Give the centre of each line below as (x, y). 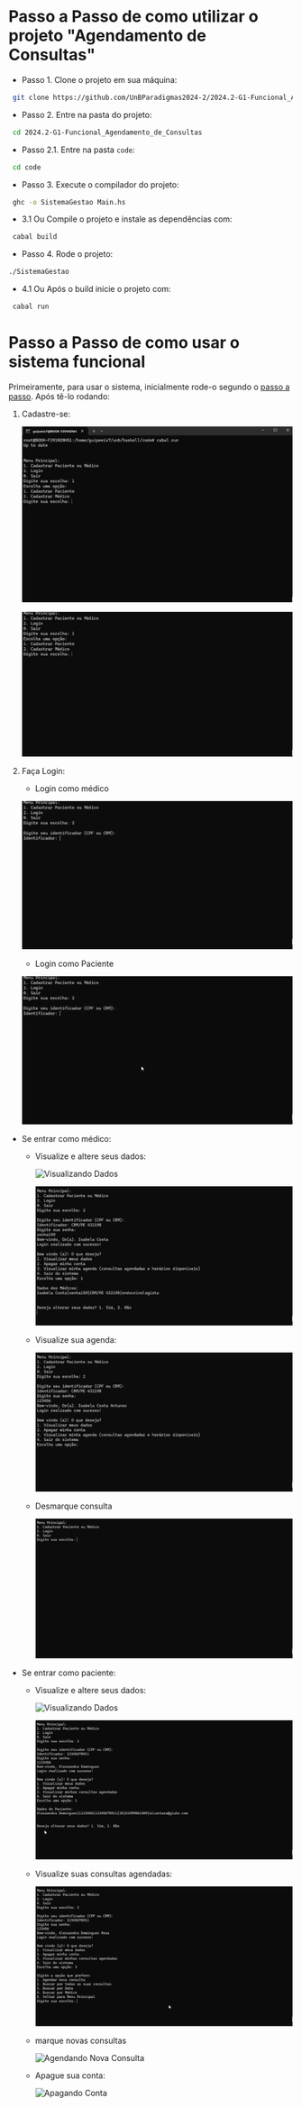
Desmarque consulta (73, 1506)
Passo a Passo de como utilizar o (133, 17)
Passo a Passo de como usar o (124, 343)
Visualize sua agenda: (76, 1339)
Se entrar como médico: (66, 1138)
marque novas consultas (81, 2041)
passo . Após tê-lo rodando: (59, 397)
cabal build (35, 237)
